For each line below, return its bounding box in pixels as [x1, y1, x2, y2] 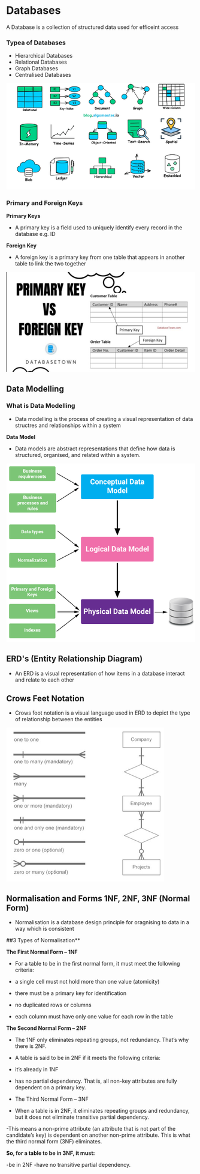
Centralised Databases [14, 71, 71, 79]
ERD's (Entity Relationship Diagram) [6, 654, 143, 664]
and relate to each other [14, 676, 75, 683]
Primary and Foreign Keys [6, 199, 83, 207]
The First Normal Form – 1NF [6, 948, 78, 955]
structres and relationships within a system [14, 422, 121, 429]
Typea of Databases [6, 38, 66, 47]
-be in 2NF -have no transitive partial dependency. [6, 1161, 131, 1169]
